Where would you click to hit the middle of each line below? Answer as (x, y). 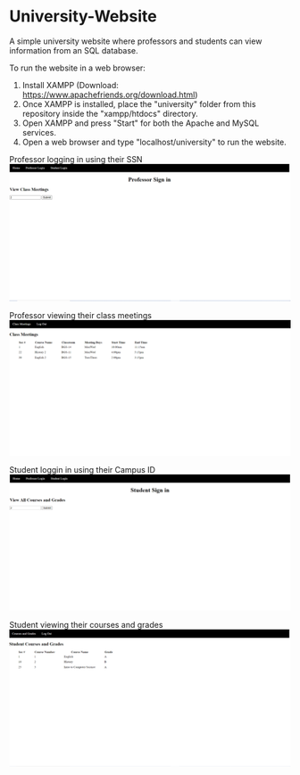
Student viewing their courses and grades (86, 625)
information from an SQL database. (74, 50)
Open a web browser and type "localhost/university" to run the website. (154, 142)
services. (39, 132)
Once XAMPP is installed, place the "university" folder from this (139, 103)
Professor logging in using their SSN (76, 159)
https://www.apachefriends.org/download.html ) (110, 95)
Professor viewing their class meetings (80, 315)
